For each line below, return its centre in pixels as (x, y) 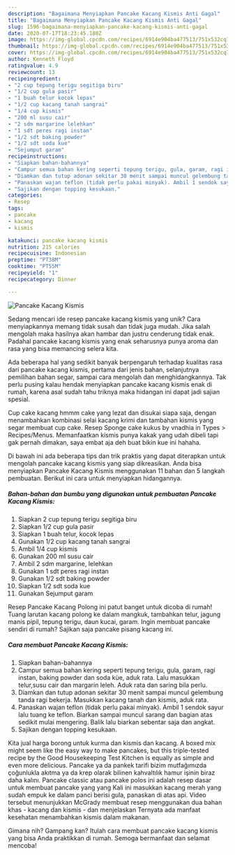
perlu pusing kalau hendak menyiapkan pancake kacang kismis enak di (110, 384)
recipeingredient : (35, 79)
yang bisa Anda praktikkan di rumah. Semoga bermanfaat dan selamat (109, 838)
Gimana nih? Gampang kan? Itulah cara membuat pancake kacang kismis (113, 831)
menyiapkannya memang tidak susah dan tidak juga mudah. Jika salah (109, 326)
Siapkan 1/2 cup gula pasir (56, 526)
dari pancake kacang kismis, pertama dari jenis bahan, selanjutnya (104, 369)
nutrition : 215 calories (44, 247)
